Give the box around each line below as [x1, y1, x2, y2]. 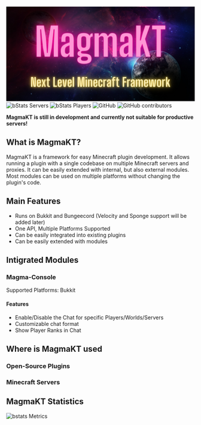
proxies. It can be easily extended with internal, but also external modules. [6, 166, 190, 173]
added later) [14, 219, 45, 226]
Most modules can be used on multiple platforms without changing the [6, 172, 181, 179]
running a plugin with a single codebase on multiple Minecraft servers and [6, 160, 189, 167]
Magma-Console [6, 273, 56, 281]
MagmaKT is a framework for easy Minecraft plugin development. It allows [6, 153, 190, 160]
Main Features [6, 196, 61, 206]
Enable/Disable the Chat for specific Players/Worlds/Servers [14, 313, 164, 321]
